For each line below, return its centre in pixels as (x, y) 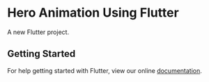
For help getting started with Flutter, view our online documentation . (104, 70)
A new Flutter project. (38, 32)
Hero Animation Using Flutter (93, 13)
